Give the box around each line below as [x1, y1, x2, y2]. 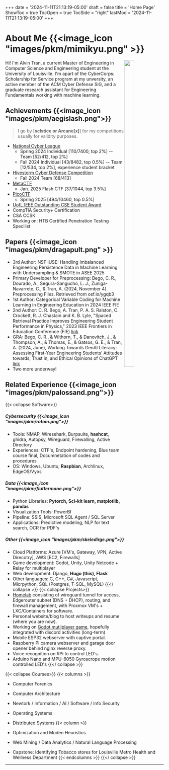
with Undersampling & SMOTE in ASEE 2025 [12, 269, 105, 276]
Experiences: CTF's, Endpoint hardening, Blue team [12, 447, 120, 453]
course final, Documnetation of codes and [12, 452, 100, 458]
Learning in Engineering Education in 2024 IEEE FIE [12, 301, 119, 307]
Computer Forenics [12, 681, 53, 687]
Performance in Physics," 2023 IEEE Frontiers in [12, 323, 112, 329]
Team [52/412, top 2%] [20, 153, 68, 160]
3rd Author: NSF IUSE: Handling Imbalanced [12, 259, 104, 265]
